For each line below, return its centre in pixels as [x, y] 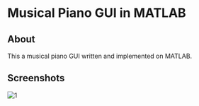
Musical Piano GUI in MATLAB [97, 13]
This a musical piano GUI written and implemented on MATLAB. [100, 56]
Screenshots [36, 78]
